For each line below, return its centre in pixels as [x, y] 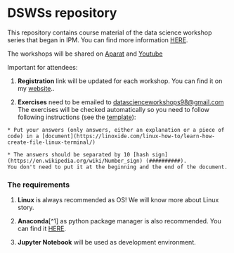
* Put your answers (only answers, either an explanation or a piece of [116, 130]
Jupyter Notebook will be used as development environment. [106, 242]
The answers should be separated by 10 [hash [82, 154]
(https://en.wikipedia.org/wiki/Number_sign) [75, 161]
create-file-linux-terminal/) [52, 142]
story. [26, 208]
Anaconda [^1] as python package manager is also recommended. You [119, 221]
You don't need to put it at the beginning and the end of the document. [118, 167]
